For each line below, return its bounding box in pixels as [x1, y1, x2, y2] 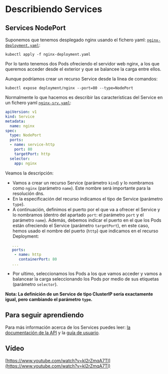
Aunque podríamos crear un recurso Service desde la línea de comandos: [5, 76, 158, 81]
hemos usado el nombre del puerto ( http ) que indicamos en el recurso [12, 228, 158, 234]
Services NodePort [5, 24, 66, 32]
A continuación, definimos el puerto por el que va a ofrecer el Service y [12, 206, 160, 212]
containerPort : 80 [18, 257, 57, 262]
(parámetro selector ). [12, 281, 58, 287]
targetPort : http [14, 151, 51, 156]
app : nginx [14, 161, 37, 166]
